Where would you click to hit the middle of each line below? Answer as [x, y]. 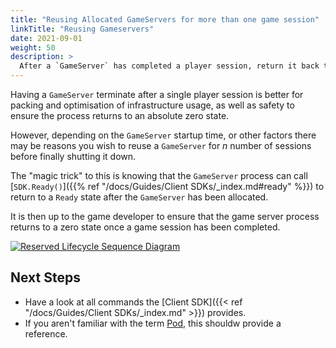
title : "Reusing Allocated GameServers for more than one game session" [165, 19]
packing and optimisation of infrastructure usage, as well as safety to [152, 105]
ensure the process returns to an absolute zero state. [120, 115]
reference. [46, 333]
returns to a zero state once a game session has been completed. [145, 227]
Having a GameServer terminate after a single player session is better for [157, 94]
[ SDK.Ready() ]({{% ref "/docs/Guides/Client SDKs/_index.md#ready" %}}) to [167, 186]
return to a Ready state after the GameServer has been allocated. [139, 197]
